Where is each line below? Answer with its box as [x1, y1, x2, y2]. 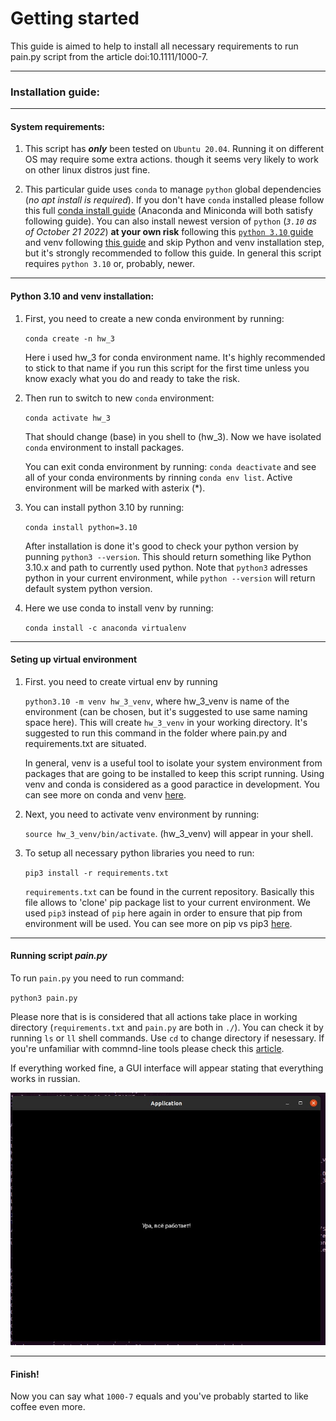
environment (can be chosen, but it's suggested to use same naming [24, 705, 308, 717]
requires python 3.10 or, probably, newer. [24, 258, 196, 270]
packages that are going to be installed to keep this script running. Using [24, 767, 325, 779]
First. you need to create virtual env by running [24, 675, 218, 687]
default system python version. [24, 582, 153, 594]
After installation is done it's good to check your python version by [24, 540, 299, 552]
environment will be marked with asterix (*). [24, 482, 206, 494]
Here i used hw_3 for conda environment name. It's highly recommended [24, 351, 326, 363]
